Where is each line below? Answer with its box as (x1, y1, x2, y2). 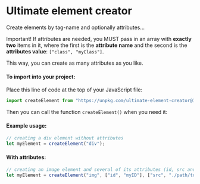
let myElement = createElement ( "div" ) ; (6, 141, 105, 147)
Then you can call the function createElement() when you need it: (6, 109, 168, 116)
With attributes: (6, 153, 46, 161)
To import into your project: (6, 73, 76, 80)
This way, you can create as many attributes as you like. (6, 59, 144, 66)
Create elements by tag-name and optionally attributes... (6, 24, 145, 31)
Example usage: (6, 122, 47, 129)
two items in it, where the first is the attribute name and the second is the (6, 42, 187, 49)
